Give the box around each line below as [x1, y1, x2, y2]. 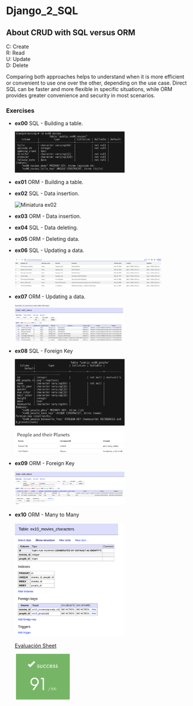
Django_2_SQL [6, 4, 78, 18]
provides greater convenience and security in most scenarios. [6, 92, 156, 99]
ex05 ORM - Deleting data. [14, 235, 80, 242]
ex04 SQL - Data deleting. [14, 224, 78, 231]
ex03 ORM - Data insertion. [14, 213, 81, 220]
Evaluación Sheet [14, 642, 57, 650]
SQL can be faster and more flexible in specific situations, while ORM [6, 86, 173, 92]
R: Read [6, 49, 25, 56]
